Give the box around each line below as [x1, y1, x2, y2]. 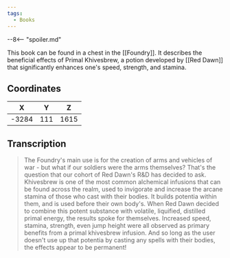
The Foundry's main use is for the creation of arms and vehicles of [23, 156, 213, 164]
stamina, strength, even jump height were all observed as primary [23, 222, 210, 230]
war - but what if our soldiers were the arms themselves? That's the [23, 164, 216, 172]
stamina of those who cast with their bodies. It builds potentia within [23, 192, 218, 201]
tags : [7, 10, 23, 17]
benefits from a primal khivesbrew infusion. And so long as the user [23, 229, 216, 237]
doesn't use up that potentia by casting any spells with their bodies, [23, 236, 216, 244]
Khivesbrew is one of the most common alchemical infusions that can [23, 178, 221, 186]
